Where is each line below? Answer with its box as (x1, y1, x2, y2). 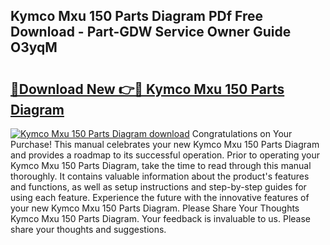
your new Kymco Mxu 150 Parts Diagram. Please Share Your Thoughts (10, 202, 300, 214)
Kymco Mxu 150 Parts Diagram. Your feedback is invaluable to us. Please (10, 213, 312, 224)
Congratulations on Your (191, 128, 293, 139)
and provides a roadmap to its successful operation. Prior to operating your (10, 149, 321, 161)
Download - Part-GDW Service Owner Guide (10, 24, 292, 41)
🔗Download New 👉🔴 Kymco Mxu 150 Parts (10, 80, 285, 98)
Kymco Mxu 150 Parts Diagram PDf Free (10, 8, 264, 25)
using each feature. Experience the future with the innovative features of (10, 192, 310, 203)
